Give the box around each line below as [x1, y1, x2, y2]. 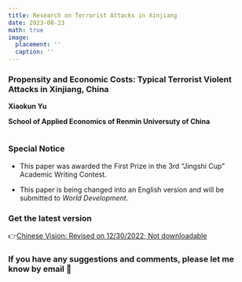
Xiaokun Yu [8, 101, 47, 111]
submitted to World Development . [19, 193, 129, 203]
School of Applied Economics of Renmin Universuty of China [8, 117, 211, 126]
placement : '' [15, 41, 61, 49]
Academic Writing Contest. [19, 170, 108, 179]
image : [8, 33, 30, 42]
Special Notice [8, 143, 65, 154]
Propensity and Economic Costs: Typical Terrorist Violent [8, 74, 232, 85]
